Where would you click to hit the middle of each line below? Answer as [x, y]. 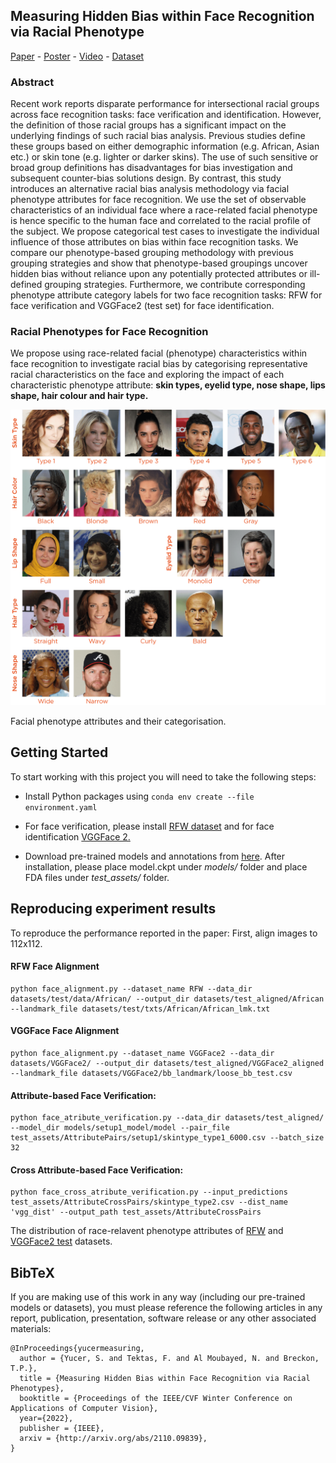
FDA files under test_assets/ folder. [97, 877]
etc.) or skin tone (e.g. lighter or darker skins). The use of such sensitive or [164, 157]
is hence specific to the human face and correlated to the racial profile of [161, 221]
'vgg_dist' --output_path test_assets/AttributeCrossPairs [136, 1212]
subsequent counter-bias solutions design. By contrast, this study [146, 178]
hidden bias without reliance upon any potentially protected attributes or [159, 274]
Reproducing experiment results [113, 909]
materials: [31, 1329]
